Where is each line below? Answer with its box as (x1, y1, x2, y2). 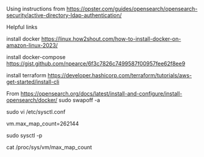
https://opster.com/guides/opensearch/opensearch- (66, 5, 198, 12)
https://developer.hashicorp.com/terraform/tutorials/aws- (47, 72, 192, 78)
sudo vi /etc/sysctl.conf (6, 108, 66, 115)
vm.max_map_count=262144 (6, 120, 79, 127)
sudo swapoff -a (58, 97, 100, 103)
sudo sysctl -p (6, 132, 43, 139)
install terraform (6, 72, 47, 78)
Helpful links (6, 24, 38, 30)
